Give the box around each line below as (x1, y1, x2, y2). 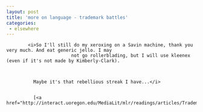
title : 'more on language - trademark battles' (6, 14, 129, 20)
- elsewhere (8, 25, 39, 32)
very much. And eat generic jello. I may (6, 48, 112, 54)
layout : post (6, 8, 39, 15)
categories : (6, 20, 36, 26)
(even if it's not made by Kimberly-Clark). (6, 58, 120, 64)
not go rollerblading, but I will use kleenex (71, 52, 190, 59)
